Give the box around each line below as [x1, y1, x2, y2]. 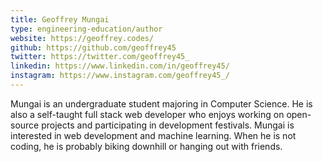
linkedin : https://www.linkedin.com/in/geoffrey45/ [10, 61, 230, 71]
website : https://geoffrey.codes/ [10, 33, 155, 43]
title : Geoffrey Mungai [10, 14, 110, 25]
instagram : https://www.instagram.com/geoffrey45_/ [10, 71, 230, 81]
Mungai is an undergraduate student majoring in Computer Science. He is [10, 97, 313, 110]
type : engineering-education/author [10, 24, 163, 34]
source [10, 119, 40, 131]
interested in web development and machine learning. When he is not [10, 129, 297, 141]
